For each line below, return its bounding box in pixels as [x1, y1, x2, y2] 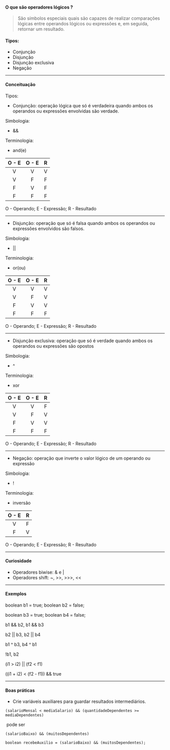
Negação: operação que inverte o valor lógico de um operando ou [12, 455, 151, 461]
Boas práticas [5, 687, 35, 693]
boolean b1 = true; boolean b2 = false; [5, 602, 84, 608]
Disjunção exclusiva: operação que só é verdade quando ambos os [12, 337, 153, 344]
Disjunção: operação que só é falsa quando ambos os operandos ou [12, 220, 155, 226]
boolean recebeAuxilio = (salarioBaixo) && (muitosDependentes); [5, 740, 146, 745]
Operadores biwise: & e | [12, 569, 64, 575]
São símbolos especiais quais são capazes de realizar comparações [17, 15, 160, 21]
